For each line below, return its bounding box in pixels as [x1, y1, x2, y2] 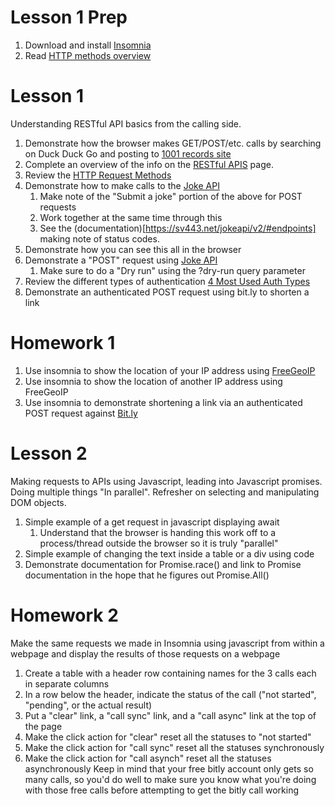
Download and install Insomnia [24, 39, 152, 51]
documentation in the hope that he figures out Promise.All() [24, 569, 270, 581]
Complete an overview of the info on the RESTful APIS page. [24, 158, 274, 170]
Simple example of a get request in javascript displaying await [24, 516, 280, 528]
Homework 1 [10, 332, 116, 355]
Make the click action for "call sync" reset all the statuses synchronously [24, 741, 325, 753]
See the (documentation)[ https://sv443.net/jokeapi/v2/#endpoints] [39, 222, 317, 234]
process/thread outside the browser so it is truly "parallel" [39, 537, 279, 549]
